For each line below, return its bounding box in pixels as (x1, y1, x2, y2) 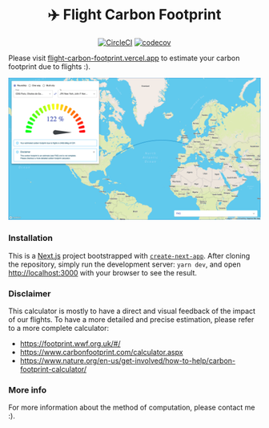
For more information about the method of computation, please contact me (8, 402, 255, 413)
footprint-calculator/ (19, 365, 86, 374)
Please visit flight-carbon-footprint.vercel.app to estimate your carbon (8, 53, 240, 63)
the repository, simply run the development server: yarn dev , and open (8, 259, 242, 269)
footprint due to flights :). (8, 61, 90, 71)
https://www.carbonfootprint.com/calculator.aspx (19, 348, 183, 357)
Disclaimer (8, 287, 51, 299)
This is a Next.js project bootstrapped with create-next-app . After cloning (8, 251, 251, 260)
